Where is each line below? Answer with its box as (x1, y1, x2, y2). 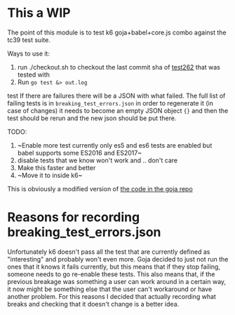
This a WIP (7, 5, 71, 21)
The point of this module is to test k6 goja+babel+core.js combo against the (7, 28, 227, 37)
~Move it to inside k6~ (17, 171, 83, 179)
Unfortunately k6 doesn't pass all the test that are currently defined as (7, 247, 210, 256)
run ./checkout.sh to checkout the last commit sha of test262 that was (17, 63, 221, 71)
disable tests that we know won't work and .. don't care (17, 156, 177, 165)
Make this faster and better (17, 163, 96, 172)
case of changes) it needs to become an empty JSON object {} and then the (7, 106, 229, 115)
